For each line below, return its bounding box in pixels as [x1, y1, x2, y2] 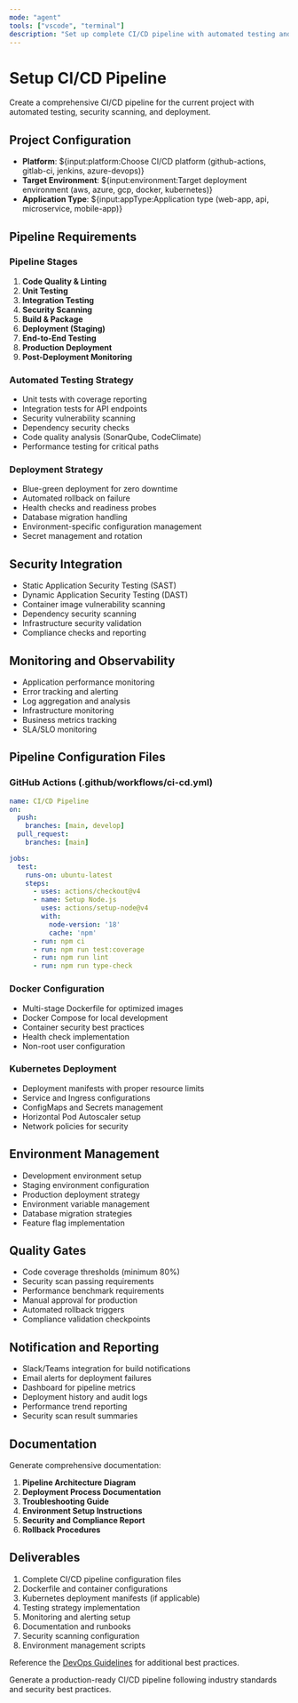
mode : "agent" [9, 12, 62, 22]
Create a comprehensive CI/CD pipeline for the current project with [9, 97, 255, 108]
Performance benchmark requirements [21, 1286, 165, 1297]
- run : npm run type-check [32, 961, 133, 970]
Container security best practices [21, 1022, 145, 1032]
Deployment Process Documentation [21, 1487, 161, 1498]
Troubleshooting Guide [21, 1496, 109, 1507]
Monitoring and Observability [9, 653, 176, 668]
